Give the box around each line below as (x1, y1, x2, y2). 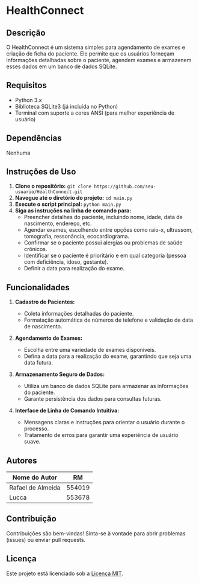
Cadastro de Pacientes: (14, 298, 75, 305)
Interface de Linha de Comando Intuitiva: (14, 407, 120, 414)
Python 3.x (14, 96, 42, 103)
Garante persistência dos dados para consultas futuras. (23, 395, 162, 403)
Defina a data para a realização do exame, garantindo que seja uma (23, 352, 192, 360)
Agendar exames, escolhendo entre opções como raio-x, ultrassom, (23, 226, 193, 234)
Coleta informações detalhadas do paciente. (23, 310, 134, 317)
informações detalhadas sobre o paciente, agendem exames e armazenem (6, 57, 192, 63)
